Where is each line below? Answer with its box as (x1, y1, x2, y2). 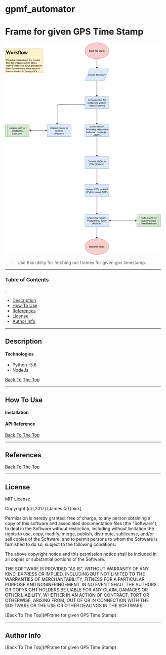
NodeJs (12, 367, 29, 373)
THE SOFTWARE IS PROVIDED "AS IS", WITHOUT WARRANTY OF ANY (5, 566, 149, 572)
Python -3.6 (12, 362, 37, 368)
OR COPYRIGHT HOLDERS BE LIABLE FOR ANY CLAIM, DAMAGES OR (5, 587, 148, 593)
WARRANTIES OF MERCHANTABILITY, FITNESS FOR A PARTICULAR (5, 576, 145, 582)
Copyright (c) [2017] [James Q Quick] (5, 506, 82, 512)
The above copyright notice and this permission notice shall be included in (5, 551, 157, 557)
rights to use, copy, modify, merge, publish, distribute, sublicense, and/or (5, 531, 154, 537)
